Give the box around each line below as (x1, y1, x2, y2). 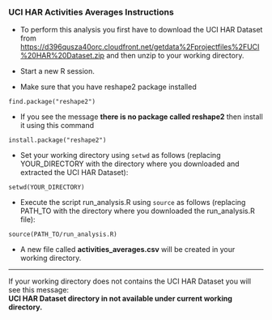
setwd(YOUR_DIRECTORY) (8, 183, 85, 192)
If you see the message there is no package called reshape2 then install (19, 112, 263, 122)
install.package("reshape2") (8, 136, 107, 144)
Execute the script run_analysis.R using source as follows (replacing (19, 198, 246, 207)
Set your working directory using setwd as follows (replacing (19, 151, 221, 160)
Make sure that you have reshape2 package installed (19, 82, 197, 92)
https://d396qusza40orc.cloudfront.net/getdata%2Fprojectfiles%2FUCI (19, 42, 260, 52)
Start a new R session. (19, 66, 96, 76)
